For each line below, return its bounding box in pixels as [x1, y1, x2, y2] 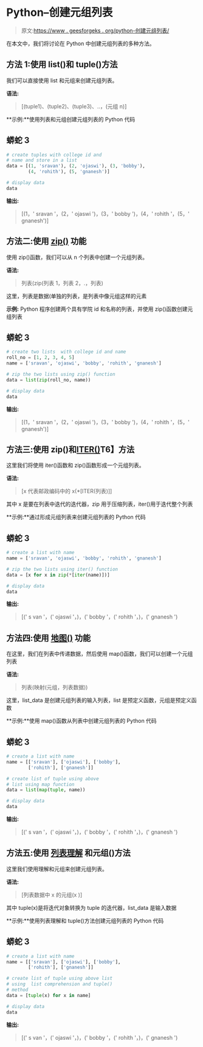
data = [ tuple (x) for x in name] [6, 992, 91, 998]
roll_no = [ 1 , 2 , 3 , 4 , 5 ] [6, 355, 75, 361]
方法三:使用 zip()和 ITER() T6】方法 [6, 444, 135, 455]
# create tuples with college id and [6, 152, 102, 158]
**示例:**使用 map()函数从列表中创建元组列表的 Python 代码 [6, 717, 157, 725]
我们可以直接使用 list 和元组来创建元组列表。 [6, 77, 118, 84]
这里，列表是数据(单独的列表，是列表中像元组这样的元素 [6, 292, 147, 299]
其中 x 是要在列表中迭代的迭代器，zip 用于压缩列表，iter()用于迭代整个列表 [6, 500, 193, 508]
